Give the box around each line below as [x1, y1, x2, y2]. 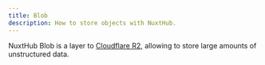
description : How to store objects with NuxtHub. [8, 19, 177, 27]
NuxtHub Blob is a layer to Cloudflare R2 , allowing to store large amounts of [8, 40, 257, 50]
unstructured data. [8, 49, 69, 59]
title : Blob [8, 11, 48, 20]
